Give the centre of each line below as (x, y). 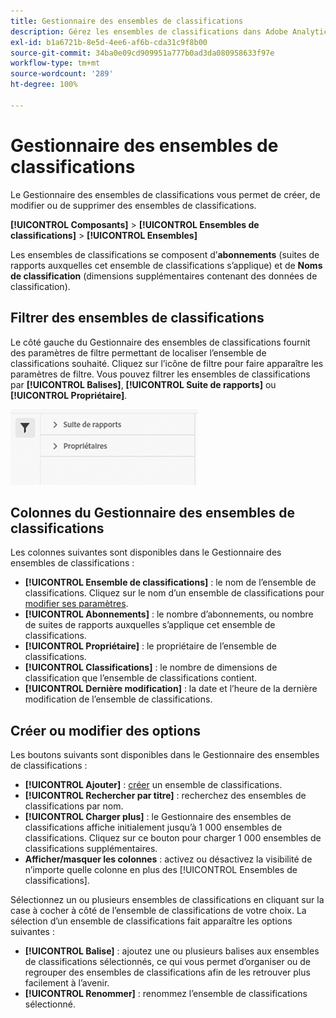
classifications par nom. (74, 806)
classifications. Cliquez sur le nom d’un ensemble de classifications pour (174, 593)
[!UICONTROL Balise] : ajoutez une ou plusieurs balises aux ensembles (172, 951)
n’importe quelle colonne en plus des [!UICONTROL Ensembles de (161, 870)
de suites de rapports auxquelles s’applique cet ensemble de (150, 625)
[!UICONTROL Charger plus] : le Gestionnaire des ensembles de (158, 817)
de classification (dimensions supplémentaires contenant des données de (164, 276)
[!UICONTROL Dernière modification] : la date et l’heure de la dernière (171, 689)
